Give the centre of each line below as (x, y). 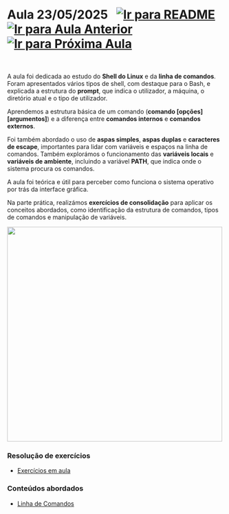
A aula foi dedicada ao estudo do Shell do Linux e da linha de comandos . (112, 76)
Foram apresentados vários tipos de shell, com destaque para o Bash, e (109, 83)
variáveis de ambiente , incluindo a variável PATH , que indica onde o (104, 161)
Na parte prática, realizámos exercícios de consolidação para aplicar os (110, 202)
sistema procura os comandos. (51, 168)
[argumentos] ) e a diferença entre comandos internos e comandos (104, 119)
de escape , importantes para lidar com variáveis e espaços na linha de (108, 146)
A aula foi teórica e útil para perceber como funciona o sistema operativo (111, 181)
